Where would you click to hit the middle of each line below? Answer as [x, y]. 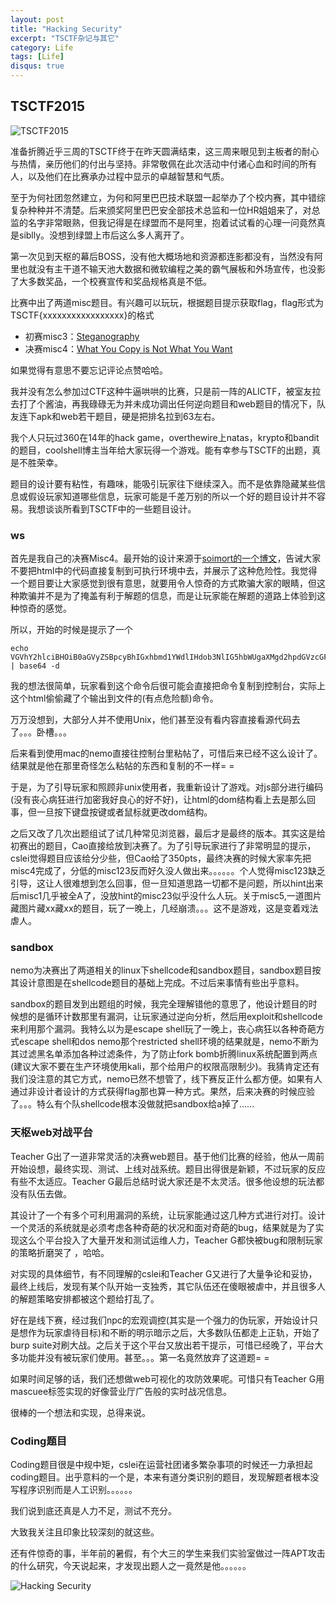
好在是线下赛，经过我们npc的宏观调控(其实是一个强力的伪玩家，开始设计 [160, 1320]
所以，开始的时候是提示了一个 [71, 630]
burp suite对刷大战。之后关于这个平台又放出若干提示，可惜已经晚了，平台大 [167, 1345]
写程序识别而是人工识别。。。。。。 [74, 1489]
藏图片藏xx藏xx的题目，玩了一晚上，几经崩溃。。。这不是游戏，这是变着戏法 [164, 908]
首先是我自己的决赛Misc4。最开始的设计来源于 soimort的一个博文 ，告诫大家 [166, 558]
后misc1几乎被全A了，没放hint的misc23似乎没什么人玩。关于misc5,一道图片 [166, 896]
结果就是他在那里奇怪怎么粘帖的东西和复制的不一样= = [122, 766]
